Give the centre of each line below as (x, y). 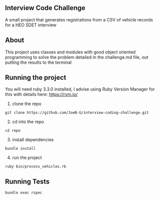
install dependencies (33, 140)
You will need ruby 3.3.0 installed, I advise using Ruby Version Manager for (80, 89)
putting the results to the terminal (38, 62)
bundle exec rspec (24, 193)
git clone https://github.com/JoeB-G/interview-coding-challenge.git (77, 113)
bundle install (20, 149)
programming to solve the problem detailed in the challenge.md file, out (77, 57)
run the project (27, 158)
